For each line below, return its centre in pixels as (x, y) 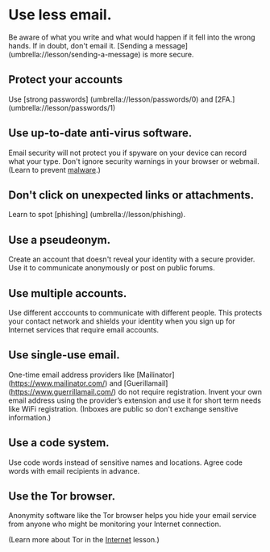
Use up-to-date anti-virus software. (100, 134)
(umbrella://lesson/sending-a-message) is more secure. (101, 54)
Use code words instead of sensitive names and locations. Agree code (126, 462)
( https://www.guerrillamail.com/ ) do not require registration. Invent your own (135, 391)
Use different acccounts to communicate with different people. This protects (135, 313)
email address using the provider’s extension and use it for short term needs (135, 400)
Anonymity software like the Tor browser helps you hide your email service (133, 516)
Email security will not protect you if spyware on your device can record (128, 153)
